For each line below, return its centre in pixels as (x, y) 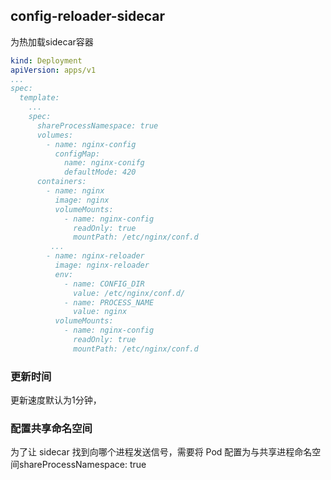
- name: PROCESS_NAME (109, 302)
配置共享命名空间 (51, 429)
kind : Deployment (46, 60)
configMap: (77, 154)
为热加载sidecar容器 (52, 41)
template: (39, 98)
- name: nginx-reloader (95, 256)
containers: (61, 182)
